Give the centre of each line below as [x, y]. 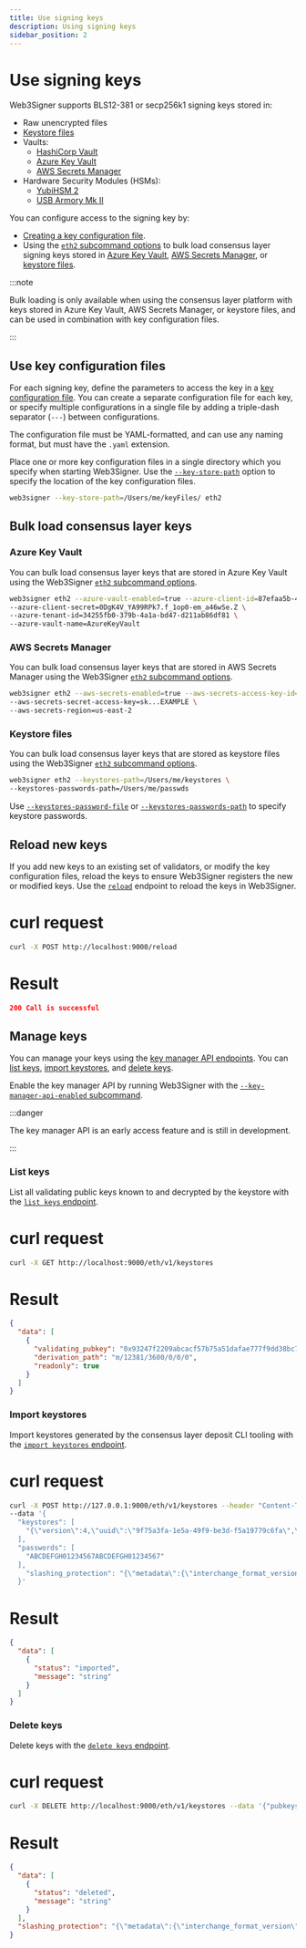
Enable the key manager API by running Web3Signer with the [124, 1085]
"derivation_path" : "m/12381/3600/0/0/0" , [115, 1357]
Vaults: [36, 142]
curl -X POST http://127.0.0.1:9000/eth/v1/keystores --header [132, 1506]
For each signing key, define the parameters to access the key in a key [142, 388]
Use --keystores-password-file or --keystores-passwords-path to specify [148, 806]
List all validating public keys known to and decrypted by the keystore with [149, 1192]
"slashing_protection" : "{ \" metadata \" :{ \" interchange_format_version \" [158, 1927]
